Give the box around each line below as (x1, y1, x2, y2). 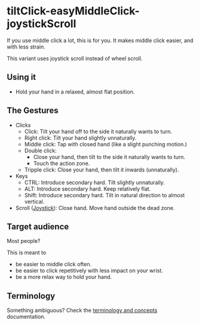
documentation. (7, 313, 46, 320)
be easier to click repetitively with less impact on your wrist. (15, 267, 163, 274)
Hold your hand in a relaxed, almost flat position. (15, 88, 135, 95)
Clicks (15, 121, 31, 128)
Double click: (24, 147, 57, 154)
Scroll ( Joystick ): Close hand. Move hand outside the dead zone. (15, 204, 175, 211)
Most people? (7, 237, 41, 245)
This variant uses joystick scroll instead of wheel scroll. (7, 55, 143, 62)
